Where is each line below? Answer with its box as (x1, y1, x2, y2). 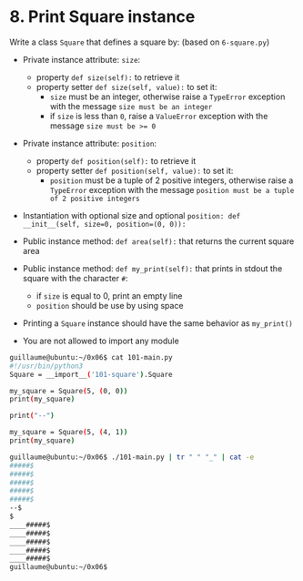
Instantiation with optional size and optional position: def (22, 209, 241, 220)
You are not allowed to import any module (22, 335, 179, 346)
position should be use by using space (35, 300, 184, 311)
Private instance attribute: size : (22, 54, 141, 65)
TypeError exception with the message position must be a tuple (49, 184, 295, 195)
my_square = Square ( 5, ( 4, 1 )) (9, 428, 128, 437)
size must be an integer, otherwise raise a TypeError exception (49, 91, 286, 102)
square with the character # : (22, 272, 128, 283)
